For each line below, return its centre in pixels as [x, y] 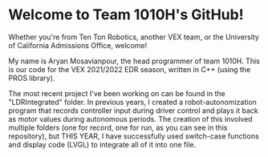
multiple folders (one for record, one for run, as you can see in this [118, 127]
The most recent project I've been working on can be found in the [117, 93]
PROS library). [32, 78]
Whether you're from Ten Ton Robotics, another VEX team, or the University [134, 37]
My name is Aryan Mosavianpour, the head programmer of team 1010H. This [134, 61]
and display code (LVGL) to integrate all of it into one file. [102, 144]
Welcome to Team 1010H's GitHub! [126, 15]
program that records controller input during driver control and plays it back [133, 111]
